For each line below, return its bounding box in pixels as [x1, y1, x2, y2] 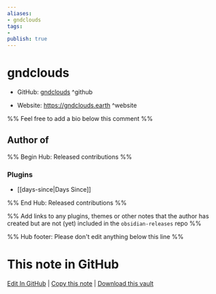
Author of [7, 135, 49, 146]
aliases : [7, 10, 32, 17]
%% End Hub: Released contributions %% [7, 199, 127, 207]
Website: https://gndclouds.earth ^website [16, 101, 137, 110]
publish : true [7, 36, 48, 43]
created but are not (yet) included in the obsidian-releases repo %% [7, 219, 202, 227]
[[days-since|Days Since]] [16, 185, 91, 194]
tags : [7, 23, 23, 30]
